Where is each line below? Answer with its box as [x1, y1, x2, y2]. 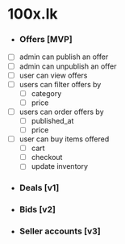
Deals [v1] [19, 183, 60, 194]
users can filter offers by [19, 79, 102, 89]
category [31, 88, 62, 98]
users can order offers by [19, 107, 104, 116]
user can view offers [19, 70, 88, 80]
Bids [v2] [19, 204, 56, 215]
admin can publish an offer [19, 52, 109, 61]
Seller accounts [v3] [19, 225, 102, 237]
